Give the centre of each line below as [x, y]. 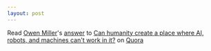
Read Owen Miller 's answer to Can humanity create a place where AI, [105, 33]
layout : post [26, 13]
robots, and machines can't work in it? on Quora [75, 40]
